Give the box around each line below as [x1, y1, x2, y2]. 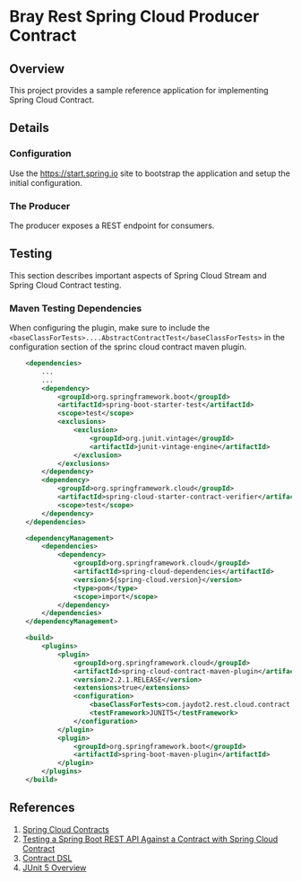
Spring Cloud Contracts [21, 824, 110, 834]
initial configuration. [9, 177, 83, 188]
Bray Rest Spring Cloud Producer [9, 6, 260, 27]
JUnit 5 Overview [21, 862, 87, 873]
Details [9, 120, 49, 136]
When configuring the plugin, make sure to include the [9, 322, 211, 333]
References [9, 800, 75, 815]
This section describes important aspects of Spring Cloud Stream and [9, 269, 267, 280]
